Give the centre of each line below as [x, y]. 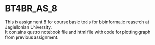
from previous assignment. [32, 37]
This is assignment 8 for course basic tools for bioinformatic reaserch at [77, 22]
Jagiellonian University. [28, 27]
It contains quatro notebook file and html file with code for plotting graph [78, 32]
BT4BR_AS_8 [31, 8]
